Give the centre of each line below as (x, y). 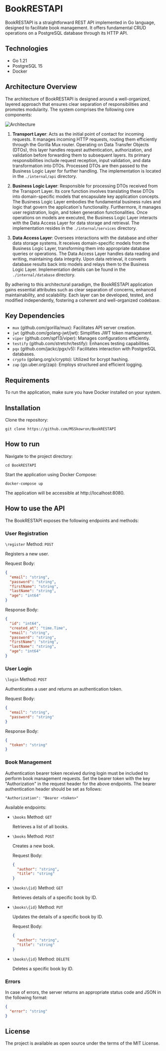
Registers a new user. (27, 554)
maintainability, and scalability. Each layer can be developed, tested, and (79, 295)
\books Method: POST (33, 836)
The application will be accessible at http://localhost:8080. (65, 493)
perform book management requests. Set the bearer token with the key (78, 778)
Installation (23, 408)
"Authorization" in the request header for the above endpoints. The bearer (81, 784)
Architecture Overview (41, 87)
